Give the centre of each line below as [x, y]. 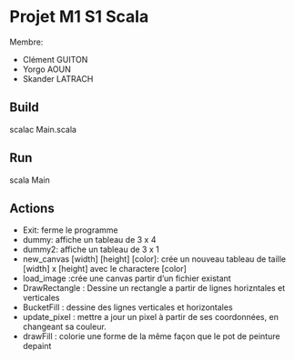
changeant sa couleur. [64, 327]
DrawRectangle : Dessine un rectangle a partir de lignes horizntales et [154, 288]
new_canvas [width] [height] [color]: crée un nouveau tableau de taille [154, 259]
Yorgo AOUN [46, 69]
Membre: [26, 42]
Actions [32, 208]
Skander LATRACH [58, 78]
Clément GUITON [55, 59]
